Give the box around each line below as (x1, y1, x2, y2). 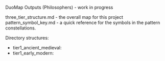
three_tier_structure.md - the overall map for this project (5, 14, 124, 20)
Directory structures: (5, 35, 49, 41)
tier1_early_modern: (12, 50, 54, 56)
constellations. (5, 25, 36, 31)
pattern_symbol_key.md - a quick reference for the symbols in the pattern (5, 20, 160, 25)
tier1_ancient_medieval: (12, 45, 62, 50)
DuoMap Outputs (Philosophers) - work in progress (5, 5, 113, 10)
